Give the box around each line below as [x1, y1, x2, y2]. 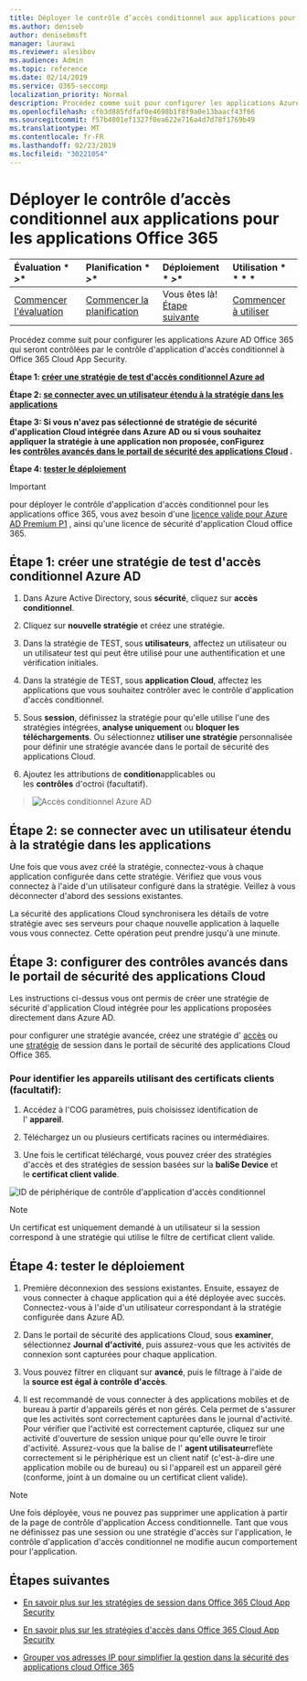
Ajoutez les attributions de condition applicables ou [22, 769, 217, 780]
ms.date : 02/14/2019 [9, 73, 89, 82]
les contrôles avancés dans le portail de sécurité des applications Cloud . [9, 445, 293, 456]
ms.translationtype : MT [9, 124, 101, 134]
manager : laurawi [9, 38, 76, 48]
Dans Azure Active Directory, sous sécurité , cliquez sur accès [22, 593, 259, 604]
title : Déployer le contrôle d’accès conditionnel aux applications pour [9, 13, 297, 23]
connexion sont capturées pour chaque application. [22, 1349, 217, 1360]
